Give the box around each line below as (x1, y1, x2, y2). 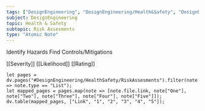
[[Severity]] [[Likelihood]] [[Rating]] (6, 60, 96, 68)
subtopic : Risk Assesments (6, 26, 75, 32)
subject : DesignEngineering (6, 15, 78, 21)
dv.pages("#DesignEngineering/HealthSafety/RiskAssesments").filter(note (6, 77, 198, 84)
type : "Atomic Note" (6, 32, 59, 38)
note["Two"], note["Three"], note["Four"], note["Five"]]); (6, 93, 163, 99)
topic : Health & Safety (6, 20, 67, 26)
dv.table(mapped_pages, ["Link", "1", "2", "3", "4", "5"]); (6, 99, 165, 105)
